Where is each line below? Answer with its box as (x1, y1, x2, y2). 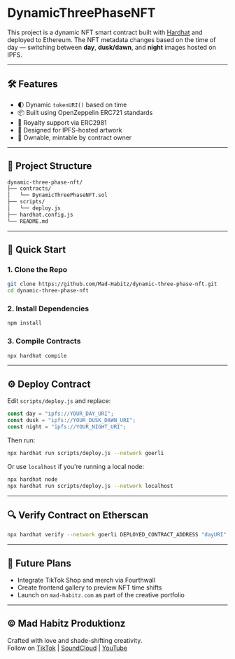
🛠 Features (7, 79, 58, 90)
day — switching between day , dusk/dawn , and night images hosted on (7, 43, 217, 51)
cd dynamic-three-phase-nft (7, 287, 90, 294)
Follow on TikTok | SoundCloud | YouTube (7, 644, 128, 652)
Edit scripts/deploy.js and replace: (7, 397, 111, 405)
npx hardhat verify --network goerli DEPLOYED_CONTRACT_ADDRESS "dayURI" (7, 531, 227, 538)
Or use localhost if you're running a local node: (7, 462, 145, 470)
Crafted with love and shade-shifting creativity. (7, 636, 143, 644)
